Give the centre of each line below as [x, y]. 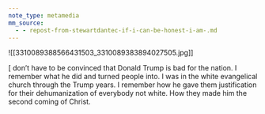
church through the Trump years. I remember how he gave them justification [132, 85]
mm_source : [26, 23]
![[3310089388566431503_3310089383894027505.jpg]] [101, 53]
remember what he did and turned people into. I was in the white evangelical [133, 77]
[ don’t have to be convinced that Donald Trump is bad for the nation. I [123, 68]
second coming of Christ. [49, 102]
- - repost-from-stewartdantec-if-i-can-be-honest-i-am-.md [116, 30]
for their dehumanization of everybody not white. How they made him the [128, 93]
